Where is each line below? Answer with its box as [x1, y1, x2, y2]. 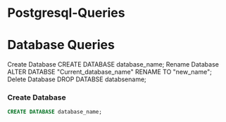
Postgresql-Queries [7, 5, 125, 21]
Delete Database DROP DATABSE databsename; [7, 75, 146, 83]
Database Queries [7, 37, 115, 53]
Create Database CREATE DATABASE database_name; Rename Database [7, 60, 220, 69]
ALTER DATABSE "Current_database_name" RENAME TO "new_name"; [7, 68, 213, 76]
